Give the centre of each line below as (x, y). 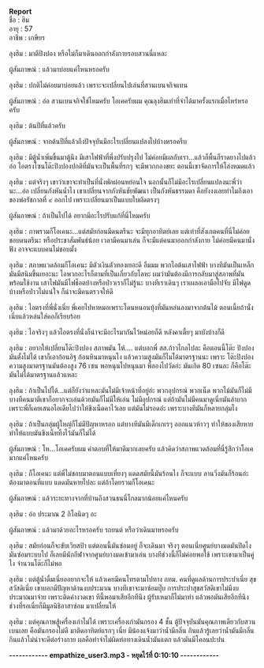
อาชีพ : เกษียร (27, 38)
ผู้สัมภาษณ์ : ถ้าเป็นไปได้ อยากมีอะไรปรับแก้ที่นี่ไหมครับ (80, 215)
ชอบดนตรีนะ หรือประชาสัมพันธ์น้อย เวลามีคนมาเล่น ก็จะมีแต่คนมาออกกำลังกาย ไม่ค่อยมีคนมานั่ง (132, 240)
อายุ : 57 (21, 28)
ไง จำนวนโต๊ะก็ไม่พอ (35, 563)
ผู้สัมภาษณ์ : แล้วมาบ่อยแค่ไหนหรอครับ (59, 69)
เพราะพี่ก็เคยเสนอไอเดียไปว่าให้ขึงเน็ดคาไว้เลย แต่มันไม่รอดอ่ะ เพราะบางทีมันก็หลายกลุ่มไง (123, 408)
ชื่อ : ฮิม (19, 20)
